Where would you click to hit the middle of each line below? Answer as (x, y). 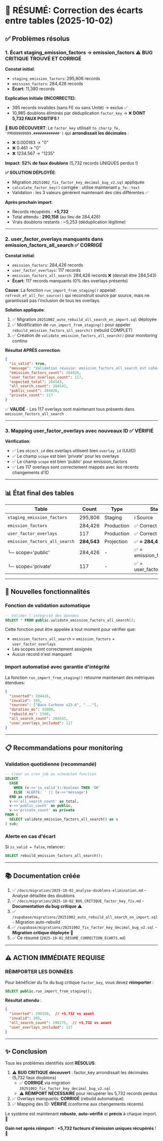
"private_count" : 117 (31, 396)
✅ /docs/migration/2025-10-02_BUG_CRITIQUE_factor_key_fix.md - (78, 901)
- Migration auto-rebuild (36, 922)
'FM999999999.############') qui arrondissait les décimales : (67, 133)
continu (20, 341)
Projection (116, 542)
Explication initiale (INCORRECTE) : (41, 98)
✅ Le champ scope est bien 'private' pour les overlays (65, 456)
